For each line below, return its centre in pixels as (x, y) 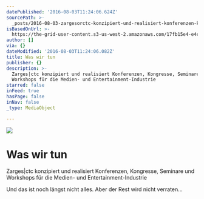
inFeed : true (23, 91)
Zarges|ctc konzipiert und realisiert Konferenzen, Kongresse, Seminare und (100, 171)
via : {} (16, 46)
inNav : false (23, 102)
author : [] (20, 40)
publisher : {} (24, 62)
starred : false (25, 86)
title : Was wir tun (31, 57)
